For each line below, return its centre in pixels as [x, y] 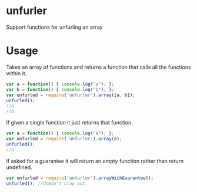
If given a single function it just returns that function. [70, 123]
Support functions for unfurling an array [54, 27]
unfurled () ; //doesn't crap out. [47, 183]
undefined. [19, 167]
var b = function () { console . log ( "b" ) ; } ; [60, 89]
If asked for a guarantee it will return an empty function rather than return [95, 161]
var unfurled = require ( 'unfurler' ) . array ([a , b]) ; [71, 95]
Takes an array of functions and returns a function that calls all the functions [98, 67]
